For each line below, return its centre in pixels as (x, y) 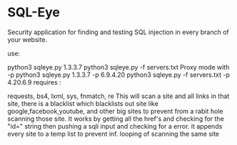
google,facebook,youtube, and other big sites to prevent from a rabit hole (115, 111)
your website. (27, 39)
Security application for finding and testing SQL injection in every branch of (118, 32)
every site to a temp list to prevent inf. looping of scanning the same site (114, 134)
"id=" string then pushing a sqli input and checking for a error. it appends (115, 126)
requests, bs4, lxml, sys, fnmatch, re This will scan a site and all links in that (118, 96)
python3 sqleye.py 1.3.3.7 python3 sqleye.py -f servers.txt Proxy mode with (118, 67)
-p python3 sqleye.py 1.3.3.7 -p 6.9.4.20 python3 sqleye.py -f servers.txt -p (118, 75)
